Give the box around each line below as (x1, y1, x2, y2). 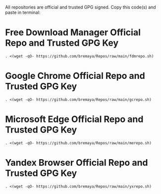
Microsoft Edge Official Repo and (5, 114, 144, 125)
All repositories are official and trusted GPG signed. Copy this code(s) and (5, 4, 156, 10)
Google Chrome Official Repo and (5, 70, 145, 81)
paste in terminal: (5, 9, 41, 15)
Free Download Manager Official (5, 27, 141, 38)
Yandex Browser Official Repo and (5, 157, 148, 168)
